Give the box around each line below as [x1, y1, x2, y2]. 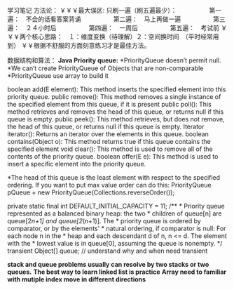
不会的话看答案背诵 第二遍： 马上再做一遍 [25, 15, 181, 23]
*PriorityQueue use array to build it [7, 72, 109, 79]
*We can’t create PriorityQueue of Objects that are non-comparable [7, 64, 204, 72]
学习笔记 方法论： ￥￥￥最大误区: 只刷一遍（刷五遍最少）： [7, 6, 177, 14]
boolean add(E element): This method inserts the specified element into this [7, 85, 226, 93]
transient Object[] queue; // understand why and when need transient [7, 246, 208, 255]
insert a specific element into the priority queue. [7, 160, 146, 168]
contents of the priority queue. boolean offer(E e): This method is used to [7, 152, 219, 160]
